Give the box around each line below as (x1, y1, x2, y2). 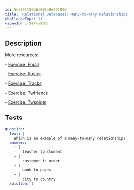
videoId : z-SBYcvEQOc (5, 21, 49, 26)
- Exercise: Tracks (5, 80, 42, 86)
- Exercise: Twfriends (5, 90, 48, 96)
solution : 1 (9, 181, 34, 186)
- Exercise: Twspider (5, 99, 47, 105)
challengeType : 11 (5, 16, 43, 21)
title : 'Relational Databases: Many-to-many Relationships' (5, 12, 131, 17)
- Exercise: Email (5, 62, 39, 68)
